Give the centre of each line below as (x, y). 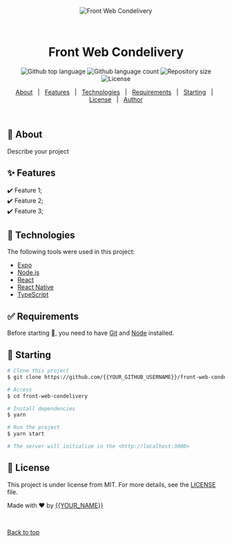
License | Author (116, 99)
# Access (20, 389)
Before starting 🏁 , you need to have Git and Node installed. (91, 333)
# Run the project (33, 427)
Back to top (23, 532)
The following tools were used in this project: (71, 252)
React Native (35, 287)
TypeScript (33, 295)
